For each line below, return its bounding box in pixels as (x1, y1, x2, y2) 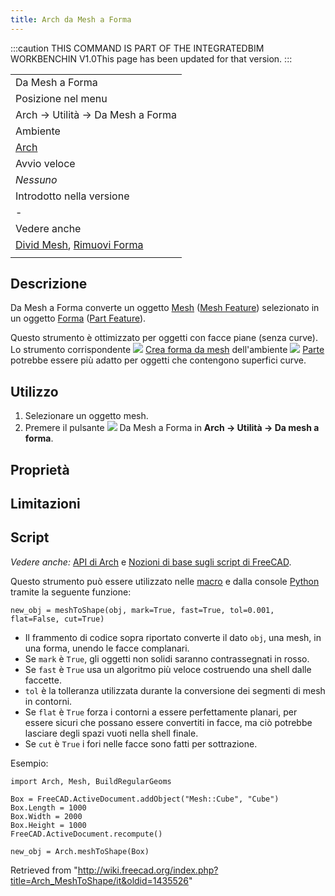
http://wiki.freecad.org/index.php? (77, 864, 219, 876)
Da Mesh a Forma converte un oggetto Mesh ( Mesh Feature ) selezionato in (10, 302, 320, 314)
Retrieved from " (10, 864, 78, 876)
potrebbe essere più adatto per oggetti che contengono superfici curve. (10, 354, 307, 366)
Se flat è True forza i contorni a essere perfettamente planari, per (24, 706, 298, 718)
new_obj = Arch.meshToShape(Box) (10, 846, 150, 856)
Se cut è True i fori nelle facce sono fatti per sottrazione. (24, 737, 258, 750)
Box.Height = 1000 (10, 820, 87, 830)
